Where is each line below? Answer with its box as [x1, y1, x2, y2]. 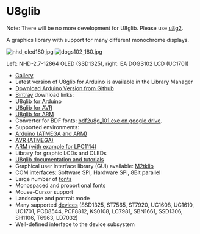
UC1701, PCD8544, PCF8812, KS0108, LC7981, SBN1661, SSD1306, [15, 207, 183, 214]
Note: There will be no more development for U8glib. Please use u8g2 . [6, 24, 184, 32]
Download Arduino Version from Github [15, 84, 114, 92]
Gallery [15, 71, 34, 79]
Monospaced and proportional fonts [15, 182, 106, 189]
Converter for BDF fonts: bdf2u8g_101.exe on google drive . [15, 117, 163, 124]
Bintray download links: [15, 91, 74, 98]
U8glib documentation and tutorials [15, 155, 104, 163]
